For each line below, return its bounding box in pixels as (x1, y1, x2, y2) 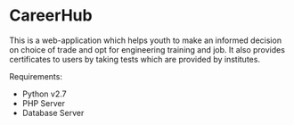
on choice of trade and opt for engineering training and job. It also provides (9, 44, 285, 54)
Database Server (21, 107, 85, 118)
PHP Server (21, 97, 65, 108)
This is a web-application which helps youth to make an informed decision (9, 35, 282, 46)
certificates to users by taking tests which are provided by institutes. (9, 54, 261, 64)
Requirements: (9, 71, 62, 81)
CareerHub (9, 5, 93, 26)
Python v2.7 (21, 88, 67, 99)
